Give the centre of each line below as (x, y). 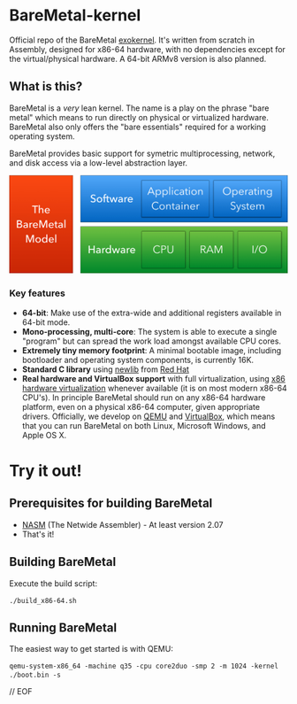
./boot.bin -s (35, 675)
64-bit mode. (46, 322)
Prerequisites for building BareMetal (111, 503)
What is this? (46, 86)
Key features (38, 293)
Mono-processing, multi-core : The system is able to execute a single (149, 331)
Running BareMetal (63, 627)
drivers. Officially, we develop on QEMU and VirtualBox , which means (148, 416)
